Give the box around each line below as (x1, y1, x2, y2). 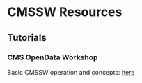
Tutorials (7, 32, 47, 44)
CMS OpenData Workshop (7, 53, 98, 62)
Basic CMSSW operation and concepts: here (7, 68, 135, 76)
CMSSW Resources (7, 4, 123, 20)
